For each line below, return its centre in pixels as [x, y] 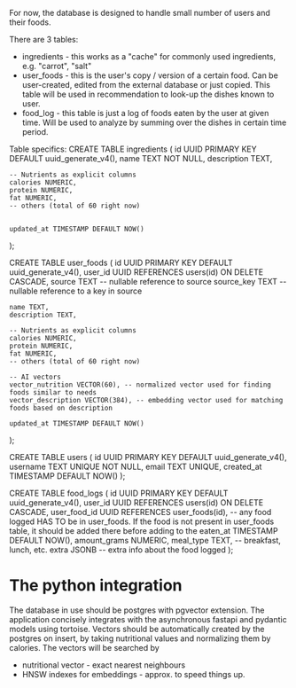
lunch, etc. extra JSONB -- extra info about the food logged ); [121, 550]
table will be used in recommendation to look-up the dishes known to [148, 94]
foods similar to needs [53, 393]
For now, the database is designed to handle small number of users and [140, 13]
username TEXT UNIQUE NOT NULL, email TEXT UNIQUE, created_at [136, 466]
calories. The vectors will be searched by [84, 647]
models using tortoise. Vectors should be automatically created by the [137, 629]
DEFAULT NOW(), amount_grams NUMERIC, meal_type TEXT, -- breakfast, [145, 540]
